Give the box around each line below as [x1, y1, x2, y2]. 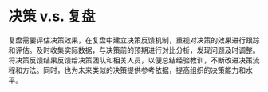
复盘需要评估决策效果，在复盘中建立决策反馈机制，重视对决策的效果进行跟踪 [8, 35, 260, 45]
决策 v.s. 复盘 [8, 7, 96, 26]
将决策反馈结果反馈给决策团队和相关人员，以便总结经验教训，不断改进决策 [8, 55, 253, 65]
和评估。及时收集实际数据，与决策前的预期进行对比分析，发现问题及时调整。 [8, 45, 260, 54]
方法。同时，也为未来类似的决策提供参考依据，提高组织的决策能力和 [22, 65, 246, 74]
